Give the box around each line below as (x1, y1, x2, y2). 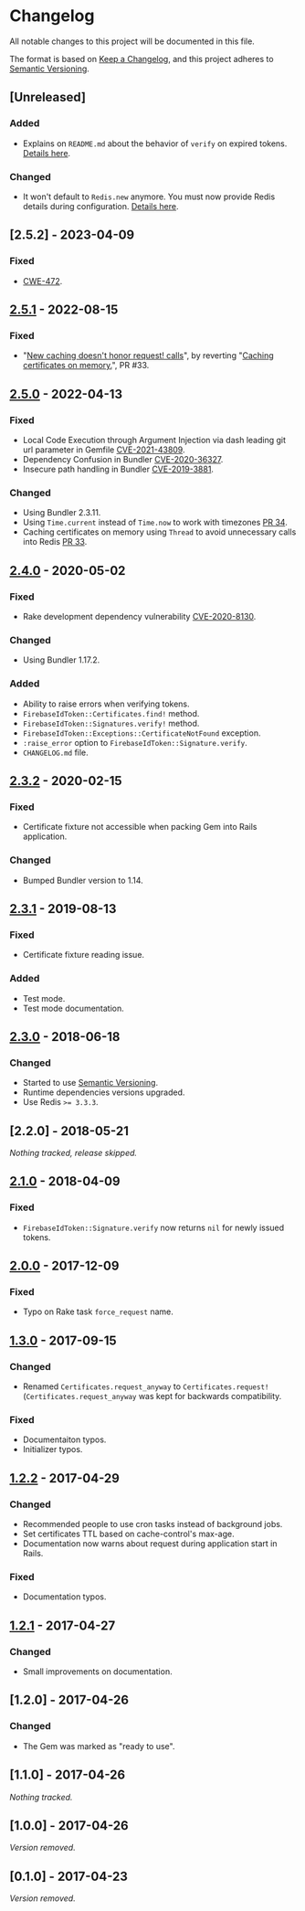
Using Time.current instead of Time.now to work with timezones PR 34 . (22, 517, 288, 528)
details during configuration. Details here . (22, 200, 180, 211)
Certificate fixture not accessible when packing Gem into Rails (22, 822, 258, 833)
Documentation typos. (22, 1591, 107, 1602)
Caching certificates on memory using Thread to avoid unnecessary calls (22, 526, 297, 537)
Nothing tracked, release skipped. (9, 1148, 138, 1159)
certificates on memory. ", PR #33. (22, 360, 150, 371)
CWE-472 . (22, 275, 63, 286)
